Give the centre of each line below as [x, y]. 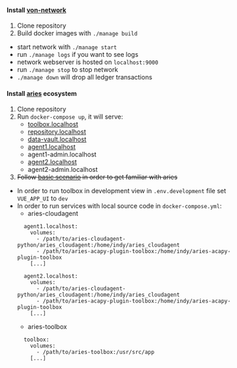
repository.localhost [57, 132]
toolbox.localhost [53, 124]
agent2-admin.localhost [63, 170]
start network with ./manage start [67, 47]
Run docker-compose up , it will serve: [70, 117]
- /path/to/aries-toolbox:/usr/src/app [95, 352]
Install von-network [37, 10]
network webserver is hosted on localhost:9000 [88, 62]
